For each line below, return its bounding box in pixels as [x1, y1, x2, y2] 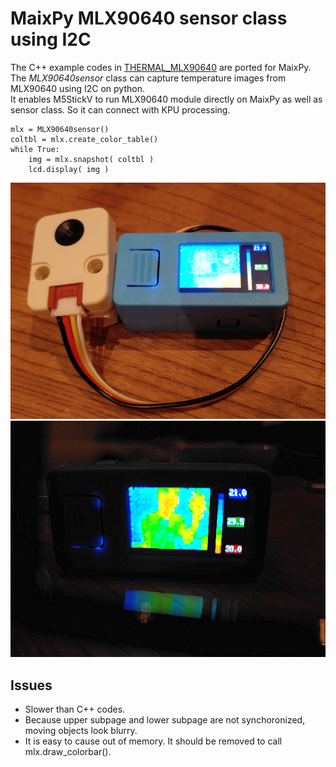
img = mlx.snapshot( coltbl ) [28, 154, 155, 164]
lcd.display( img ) [28, 164, 110, 174]
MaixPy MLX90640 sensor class [10, 7, 288, 30]
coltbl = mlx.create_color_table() [10, 134, 159, 144]
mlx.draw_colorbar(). [24, 746, 112, 758]
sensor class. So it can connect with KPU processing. [10, 103, 231, 116]
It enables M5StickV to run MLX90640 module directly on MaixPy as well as [10, 93, 323, 105]
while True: [10, 144, 60, 154]
